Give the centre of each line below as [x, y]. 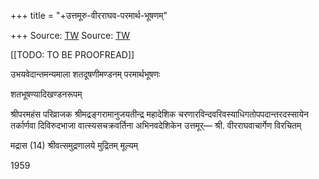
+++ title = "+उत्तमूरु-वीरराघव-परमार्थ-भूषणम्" [89, 15]
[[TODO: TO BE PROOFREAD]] [72, 54]
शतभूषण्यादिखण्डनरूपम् [46, 94]
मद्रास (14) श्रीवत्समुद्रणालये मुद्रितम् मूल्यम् [74, 145]
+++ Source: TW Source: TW [70, 35]
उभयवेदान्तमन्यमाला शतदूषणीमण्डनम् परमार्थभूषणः [85, 74]
